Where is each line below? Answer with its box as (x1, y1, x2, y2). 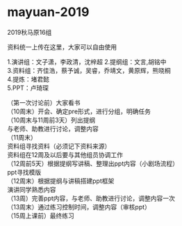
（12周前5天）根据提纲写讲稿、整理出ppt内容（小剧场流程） (7, 159, 179, 168)
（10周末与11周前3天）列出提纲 (7, 115, 96, 124)
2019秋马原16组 (7, 28, 52, 36)
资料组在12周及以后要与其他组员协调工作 (7, 150, 124, 159)
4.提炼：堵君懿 (7, 74, 50, 83)
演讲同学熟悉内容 (7, 185, 56, 193)
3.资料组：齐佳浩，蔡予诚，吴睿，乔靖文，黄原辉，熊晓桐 (7, 66, 172, 74)
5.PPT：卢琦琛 (7, 83, 49, 92)
